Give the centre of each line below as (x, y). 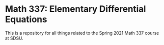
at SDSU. (14, 38)
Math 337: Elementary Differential (76, 9)
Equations (26, 19)
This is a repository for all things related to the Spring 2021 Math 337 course (82, 33)
